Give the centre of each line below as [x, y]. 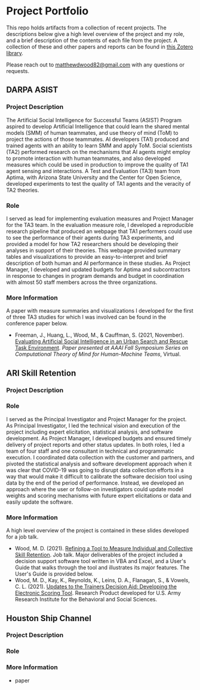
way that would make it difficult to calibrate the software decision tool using [99, 476]
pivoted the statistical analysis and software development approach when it [99, 464]
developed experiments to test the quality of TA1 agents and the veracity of [99, 183]
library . [15, 53]
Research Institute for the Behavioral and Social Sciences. [86, 600]
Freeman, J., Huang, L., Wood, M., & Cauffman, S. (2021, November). [99, 335]
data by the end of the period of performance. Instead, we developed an [95, 483]
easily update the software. [40, 502]
